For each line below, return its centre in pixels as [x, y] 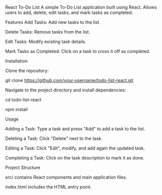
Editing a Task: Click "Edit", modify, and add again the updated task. [75, 148]
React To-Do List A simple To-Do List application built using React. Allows [81, 7]
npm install [16, 109]
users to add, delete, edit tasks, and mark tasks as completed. [69, 12]
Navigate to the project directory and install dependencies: [66, 90]
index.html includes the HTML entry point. [48, 187]
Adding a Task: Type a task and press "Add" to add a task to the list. [75, 129]
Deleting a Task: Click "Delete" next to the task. [54, 138]
